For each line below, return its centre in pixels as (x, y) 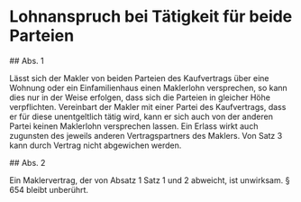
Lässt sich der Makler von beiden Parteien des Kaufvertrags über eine (139, 78)
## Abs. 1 (27, 60)
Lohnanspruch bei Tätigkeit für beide (151, 17)
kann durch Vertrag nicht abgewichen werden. (96, 145)
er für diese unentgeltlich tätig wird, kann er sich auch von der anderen (141, 116)
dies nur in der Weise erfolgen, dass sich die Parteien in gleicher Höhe (140, 97)
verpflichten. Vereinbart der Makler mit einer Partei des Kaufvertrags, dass (148, 106)
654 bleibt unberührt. (49, 189)
